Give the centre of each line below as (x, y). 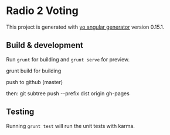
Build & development (45, 45)
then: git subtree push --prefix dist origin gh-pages (68, 93)
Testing (20, 112)
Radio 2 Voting (42, 11)
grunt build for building (34, 71)
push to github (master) (35, 82)
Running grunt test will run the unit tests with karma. (70, 126)
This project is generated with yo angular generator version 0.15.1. (85, 27)
